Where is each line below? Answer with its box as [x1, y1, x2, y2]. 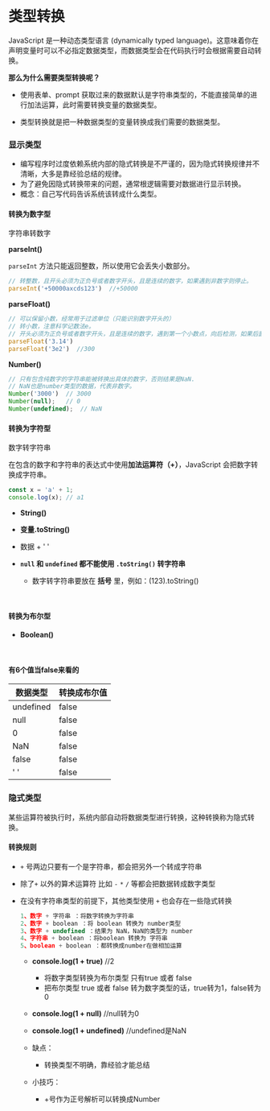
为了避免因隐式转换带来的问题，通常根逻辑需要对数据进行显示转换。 [19, 179, 246, 189]
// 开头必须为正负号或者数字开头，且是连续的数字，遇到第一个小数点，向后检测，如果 [8, 329, 253, 338]
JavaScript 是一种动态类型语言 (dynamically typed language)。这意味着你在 [8, 35, 260, 45]
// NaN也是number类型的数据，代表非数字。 [8, 382, 136, 390]
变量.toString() [19, 524, 71, 534]
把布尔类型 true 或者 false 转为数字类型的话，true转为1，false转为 [43, 983, 261, 993]
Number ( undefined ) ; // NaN [8, 405, 103, 413]
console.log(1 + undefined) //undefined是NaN [31, 1026, 187, 1035]
